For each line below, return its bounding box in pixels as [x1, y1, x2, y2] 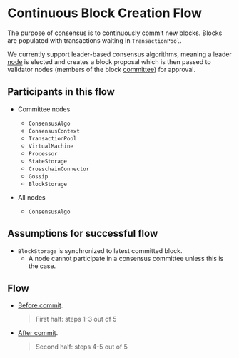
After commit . [17, 329, 59, 337]
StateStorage [28, 158, 68, 165]
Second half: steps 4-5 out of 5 [35, 342, 128, 351]
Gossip [28, 173, 49, 180]
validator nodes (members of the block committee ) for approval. [7, 65, 196, 73]
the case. [28, 262, 56, 270]
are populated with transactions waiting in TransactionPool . [7, 36, 182, 44]
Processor [28, 150, 59, 158]
